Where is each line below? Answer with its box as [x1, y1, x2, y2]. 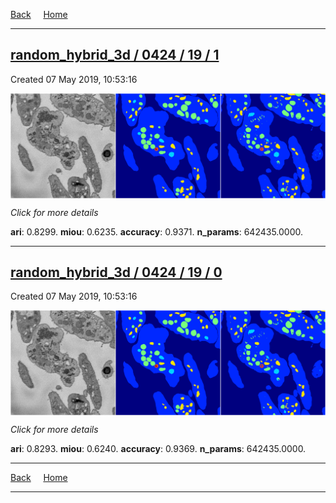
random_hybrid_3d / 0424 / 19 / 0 [10, 264, 223, 281]
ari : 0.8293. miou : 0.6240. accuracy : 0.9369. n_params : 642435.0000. [10, 443, 307, 455]
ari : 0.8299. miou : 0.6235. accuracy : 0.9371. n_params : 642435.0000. [10, 225, 304, 238]
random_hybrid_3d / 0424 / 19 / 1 [10, 47, 220, 64]
